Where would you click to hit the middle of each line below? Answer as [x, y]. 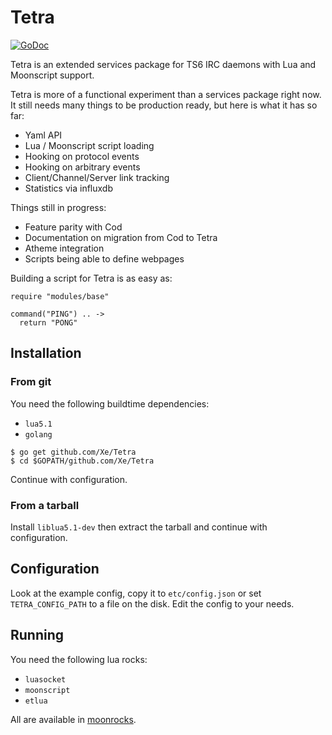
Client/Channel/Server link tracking [97, 177]
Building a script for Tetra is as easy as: [91, 278]
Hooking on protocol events [82, 156]
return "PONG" [48, 322]
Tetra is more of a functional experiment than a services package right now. [166, 94]
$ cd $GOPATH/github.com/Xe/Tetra [82, 461]
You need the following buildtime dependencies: [110, 403]
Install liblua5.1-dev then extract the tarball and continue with [139, 527]
